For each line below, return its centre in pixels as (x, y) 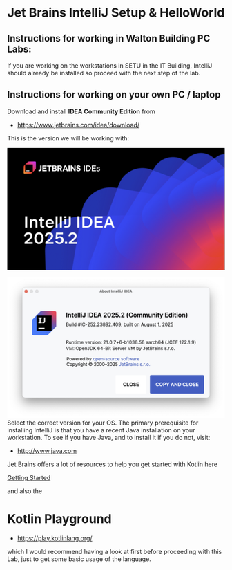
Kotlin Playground (59, 518)
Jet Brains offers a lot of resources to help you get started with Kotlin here (113, 464)
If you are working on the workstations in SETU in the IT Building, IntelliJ (110, 66)
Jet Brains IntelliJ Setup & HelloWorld (116, 13)
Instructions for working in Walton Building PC (109, 38)
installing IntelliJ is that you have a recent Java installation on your (101, 430)
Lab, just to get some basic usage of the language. (79, 559)
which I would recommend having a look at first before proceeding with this (115, 551)
